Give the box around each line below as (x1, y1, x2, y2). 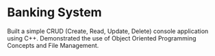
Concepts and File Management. (7, 41, 99, 49)
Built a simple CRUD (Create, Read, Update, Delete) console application (7, 27, 209, 35)
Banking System (7, 5, 102, 20)
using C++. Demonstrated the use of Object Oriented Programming (7, 34, 197, 42)
